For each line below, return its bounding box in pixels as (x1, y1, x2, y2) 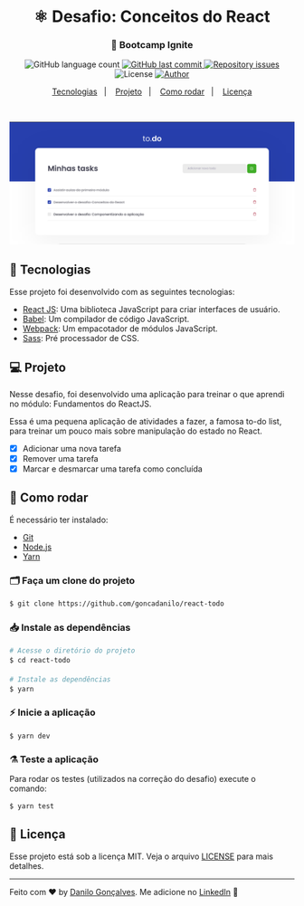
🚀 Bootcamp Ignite (110, 39, 194, 52)
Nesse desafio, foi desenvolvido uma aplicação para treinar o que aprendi (9, 388, 285, 399)
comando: (9, 783, 47, 794)
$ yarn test (9, 801, 54, 811)
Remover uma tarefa (22, 453, 99, 463)
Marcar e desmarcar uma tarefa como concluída (22, 463, 204, 474)
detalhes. (9, 860, 44, 871)
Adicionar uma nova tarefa (22, 443, 122, 453)
